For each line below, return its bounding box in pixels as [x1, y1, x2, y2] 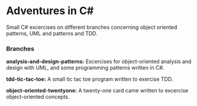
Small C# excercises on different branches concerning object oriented [6, 24, 177, 31]
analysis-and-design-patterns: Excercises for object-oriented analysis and [6, 58, 192, 65]
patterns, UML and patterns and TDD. [6, 29, 98, 37]
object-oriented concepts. [6, 93, 70, 101]
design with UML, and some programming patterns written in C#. [6, 64, 164, 71]
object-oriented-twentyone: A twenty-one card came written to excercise [6, 87, 189, 94]
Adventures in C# [6, 4, 94, 18]
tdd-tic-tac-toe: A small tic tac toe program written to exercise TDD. [6, 75, 173, 83]
